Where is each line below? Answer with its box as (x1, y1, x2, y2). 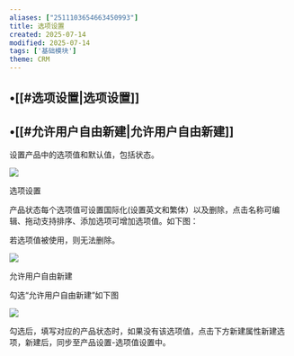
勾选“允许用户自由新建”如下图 (9, 289, 120, 301)
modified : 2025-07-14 (9, 38, 91, 48)
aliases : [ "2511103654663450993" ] (9, 13, 139, 22)
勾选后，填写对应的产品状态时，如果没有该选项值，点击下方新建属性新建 (9, 325, 277, 337)
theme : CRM (9, 55, 50, 64)
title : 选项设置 (9, 22, 65, 31)
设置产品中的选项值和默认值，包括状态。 (9, 149, 159, 160)
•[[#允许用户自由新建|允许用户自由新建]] (9, 123, 235, 139)
